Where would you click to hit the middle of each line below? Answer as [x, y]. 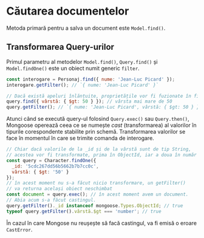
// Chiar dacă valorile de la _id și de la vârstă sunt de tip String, [99, 149]
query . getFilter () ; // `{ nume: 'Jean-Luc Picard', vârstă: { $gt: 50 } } [103, 107]
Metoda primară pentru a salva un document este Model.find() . [86, 28]
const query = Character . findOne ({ [51, 160]
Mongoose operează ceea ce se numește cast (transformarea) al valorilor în [101, 125]
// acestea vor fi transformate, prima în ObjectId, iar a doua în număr [102, 155]
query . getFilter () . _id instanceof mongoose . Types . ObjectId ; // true [95, 206]
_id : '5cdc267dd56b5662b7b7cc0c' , [55, 166]
